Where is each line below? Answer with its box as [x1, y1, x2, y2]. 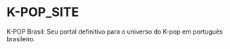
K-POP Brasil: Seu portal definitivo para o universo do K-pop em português [6, 27, 223, 36]
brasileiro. [6, 34, 36, 43]
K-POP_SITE [6, 4, 79, 20]
